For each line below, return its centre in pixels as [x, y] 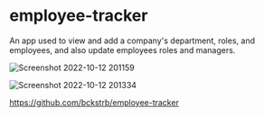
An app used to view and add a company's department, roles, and [132, 40]
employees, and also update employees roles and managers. [123, 49]
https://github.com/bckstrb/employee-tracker [94, 102]
